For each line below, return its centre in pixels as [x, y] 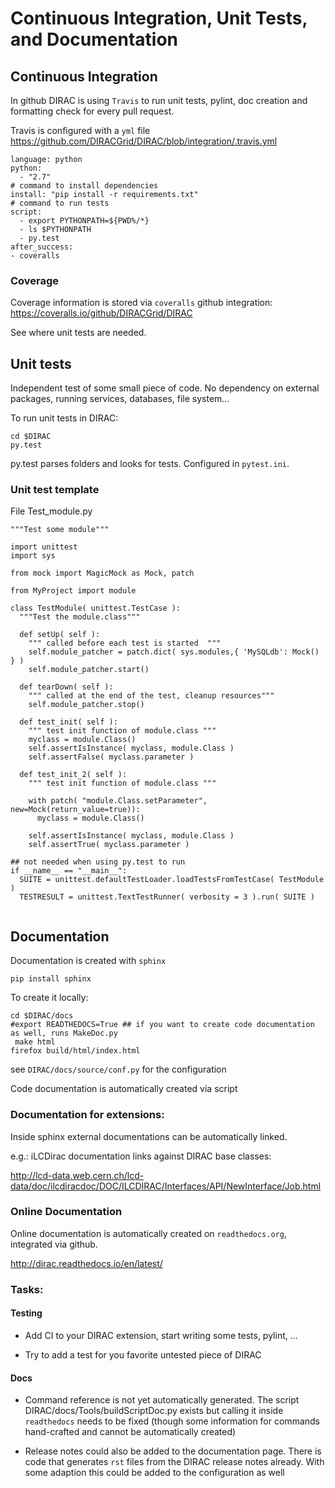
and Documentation [94, 39]
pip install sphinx [51, 979]
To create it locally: [49, 998]
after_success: [42, 247]
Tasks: [27, 1289]
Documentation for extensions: [87, 1115]
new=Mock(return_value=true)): [75, 810]
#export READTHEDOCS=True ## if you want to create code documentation [162, 1025]
